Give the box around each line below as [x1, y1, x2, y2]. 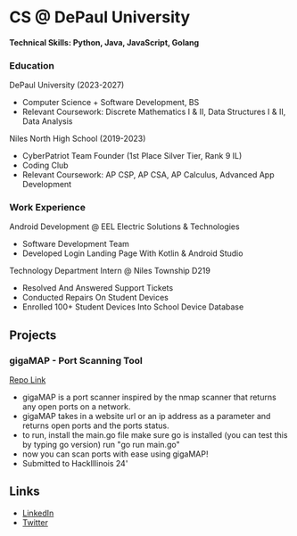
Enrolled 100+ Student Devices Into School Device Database [21, 301, 244, 312]
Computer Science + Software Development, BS [21, 97, 200, 108]
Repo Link [9, 375, 46, 385]
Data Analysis [21, 116, 73, 127]
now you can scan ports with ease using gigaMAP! [21, 449, 209, 459]
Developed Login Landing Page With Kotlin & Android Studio [21, 248, 243, 259]
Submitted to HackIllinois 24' [21, 458, 128, 469]
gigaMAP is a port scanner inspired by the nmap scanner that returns [21, 392, 276, 403]
